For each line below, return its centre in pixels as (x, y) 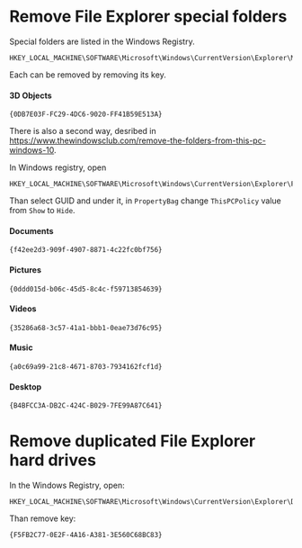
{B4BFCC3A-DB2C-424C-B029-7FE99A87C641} (86, 406)
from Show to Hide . (42, 211)
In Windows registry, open (58, 167)
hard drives (53, 460)
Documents (31, 230)
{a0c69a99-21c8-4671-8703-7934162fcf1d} (86, 366)
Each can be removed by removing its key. (88, 75)
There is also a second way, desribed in (83, 131)
